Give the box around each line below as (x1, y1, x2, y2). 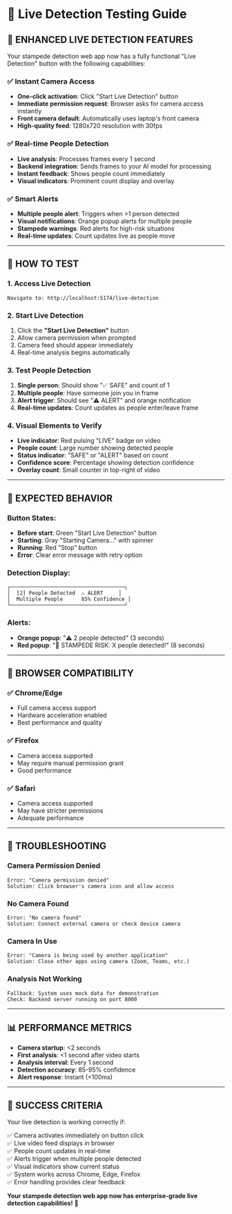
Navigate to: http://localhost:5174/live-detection (7, 294, 159, 301)
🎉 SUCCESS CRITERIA (7, 1099, 104, 1111)
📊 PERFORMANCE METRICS (7, 1022, 133, 1034)
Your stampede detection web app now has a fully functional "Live (7, 52, 196, 60)
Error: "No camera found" (7, 915, 81, 922)
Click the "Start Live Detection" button (17, 326, 129, 334)
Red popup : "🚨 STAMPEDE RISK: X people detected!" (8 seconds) (17, 641, 205, 649)
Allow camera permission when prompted (17, 333, 137, 341)
